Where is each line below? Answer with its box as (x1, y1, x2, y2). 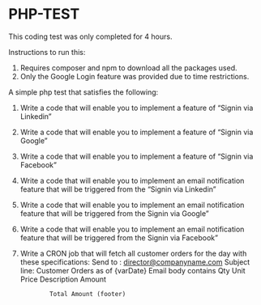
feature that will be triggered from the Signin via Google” (19, 208, 209, 218)
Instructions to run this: (8, 47, 86, 57)
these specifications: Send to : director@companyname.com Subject (19, 256, 250, 267)
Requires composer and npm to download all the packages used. (19, 62, 237, 73)
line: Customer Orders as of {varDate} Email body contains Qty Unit (19, 265, 246, 275)
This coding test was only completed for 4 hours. (8, 32, 173, 41)
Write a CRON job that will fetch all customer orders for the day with (19, 248, 247, 258)
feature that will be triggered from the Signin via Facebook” (19, 232, 219, 243)
